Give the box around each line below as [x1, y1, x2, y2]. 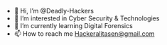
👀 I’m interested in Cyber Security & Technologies [14, 14, 160, 22]
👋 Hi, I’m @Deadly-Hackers [14, 7, 95, 15]
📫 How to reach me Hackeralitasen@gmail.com [14, 30, 155, 38]
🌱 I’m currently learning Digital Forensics [14, 22, 133, 30]
